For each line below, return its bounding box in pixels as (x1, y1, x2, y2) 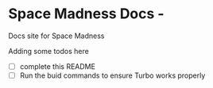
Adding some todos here (8, 46, 89, 55)
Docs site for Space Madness (8, 31, 105, 40)
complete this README (19, 61, 95, 71)
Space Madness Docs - (8, 5, 165, 23)
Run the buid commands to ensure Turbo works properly (19, 71, 206, 80)
